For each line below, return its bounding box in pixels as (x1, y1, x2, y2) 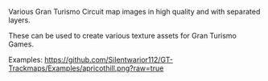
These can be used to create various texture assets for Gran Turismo (8, 31, 237, 40)
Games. (8, 39, 35, 49)
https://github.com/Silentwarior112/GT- (43, 55, 173, 64)
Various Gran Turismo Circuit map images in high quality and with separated (8, 7, 261, 16)
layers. (8, 15, 31, 25)
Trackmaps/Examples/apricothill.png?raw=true (8, 63, 164, 73)
